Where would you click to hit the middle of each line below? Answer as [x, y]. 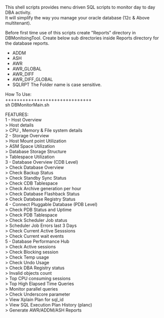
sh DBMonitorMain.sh [27, 105]
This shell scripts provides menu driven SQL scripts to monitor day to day [80, 7]
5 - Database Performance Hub [37, 241]
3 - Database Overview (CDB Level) [42, 162]
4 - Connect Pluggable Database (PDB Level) [51, 204]
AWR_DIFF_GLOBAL [33, 79]
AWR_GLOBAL [27, 69]
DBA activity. [18, 12]
